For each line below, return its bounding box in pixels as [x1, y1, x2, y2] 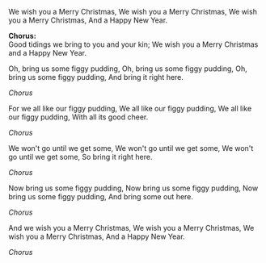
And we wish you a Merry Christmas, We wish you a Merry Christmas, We [8, 223, 255, 232]
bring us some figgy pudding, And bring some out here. [8, 192, 194, 201]
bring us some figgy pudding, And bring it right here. [8, 73, 184, 81]
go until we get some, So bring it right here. [8, 152, 153, 161]
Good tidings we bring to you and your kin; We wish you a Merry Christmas [8, 40, 259, 49]
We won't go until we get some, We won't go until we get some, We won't [8, 144, 254, 152]
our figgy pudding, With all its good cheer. [8, 112, 149, 122]
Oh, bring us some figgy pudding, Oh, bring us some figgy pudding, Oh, [8, 64, 248, 73]
